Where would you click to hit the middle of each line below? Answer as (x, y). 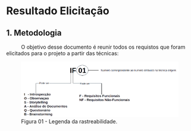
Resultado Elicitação (58, 11)
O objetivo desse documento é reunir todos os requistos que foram (103, 47)
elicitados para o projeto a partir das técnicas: (62, 53)
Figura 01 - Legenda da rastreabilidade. (69, 122)
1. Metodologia (34, 33)
